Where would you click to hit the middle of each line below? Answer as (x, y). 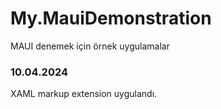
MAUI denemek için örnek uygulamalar (90, 46)
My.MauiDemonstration (111, 18)
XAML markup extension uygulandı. (84, 94)
